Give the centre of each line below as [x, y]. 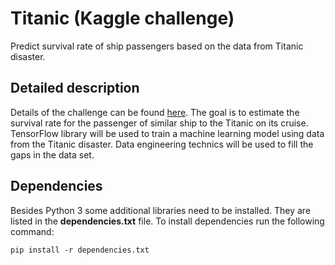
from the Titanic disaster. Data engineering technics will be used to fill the [162, 144]
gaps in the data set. [52, 154]
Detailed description [75, 88]
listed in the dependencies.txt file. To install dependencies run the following [167, 221]
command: [32, 231]
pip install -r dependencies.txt [80, 250]
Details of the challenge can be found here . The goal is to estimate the [155, 112]
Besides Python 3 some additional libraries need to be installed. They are [161, 210]
